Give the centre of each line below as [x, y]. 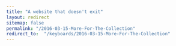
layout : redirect [28, 17]
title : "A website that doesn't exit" [55, 12]
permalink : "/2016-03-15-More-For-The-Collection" [71, 28]
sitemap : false [25, 23]
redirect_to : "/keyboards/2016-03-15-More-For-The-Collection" [88, 34]
